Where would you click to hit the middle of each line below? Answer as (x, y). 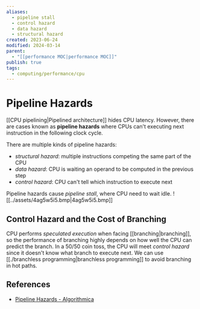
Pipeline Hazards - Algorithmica (55, 299)
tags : (13, 68)
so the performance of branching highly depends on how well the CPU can (99, 240)
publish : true (24, 62)
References (28, 285)
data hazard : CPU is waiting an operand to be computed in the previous (104, 169)
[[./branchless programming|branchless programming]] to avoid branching (99, 259)
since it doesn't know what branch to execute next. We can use (85, 253)
